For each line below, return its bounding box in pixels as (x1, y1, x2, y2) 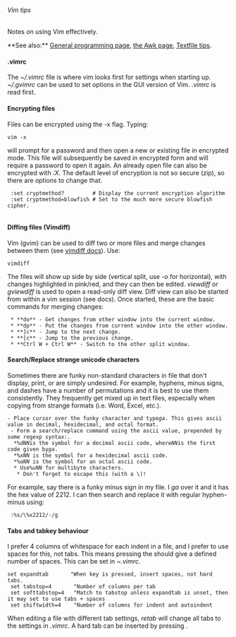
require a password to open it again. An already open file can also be (7, 161, 207, 169)
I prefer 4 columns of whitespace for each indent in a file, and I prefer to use (7, 542, 229, 551)
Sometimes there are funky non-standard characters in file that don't (7, 371, 207, 380)
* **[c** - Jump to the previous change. (10, 334, 134, 342)
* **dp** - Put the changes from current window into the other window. (10, 322, 229, 329)
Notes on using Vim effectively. (7, 28, 98, 36)
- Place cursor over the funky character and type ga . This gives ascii (7, 415, 222, 422)
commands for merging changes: (7, 302, 104, 311)
